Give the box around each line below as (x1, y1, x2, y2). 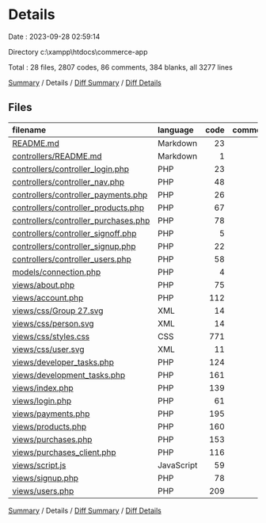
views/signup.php (12, 472, 79, 483)
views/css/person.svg (12, 318, 94, 329)
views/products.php (12, 421, 87, 432)
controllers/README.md (12, 151, 102, 162)
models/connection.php (12, 266, 101, 277)
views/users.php (12, 485, 74, 496)
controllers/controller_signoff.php (12, 227, 137, 239)
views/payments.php (12, 408, 90, 419)
